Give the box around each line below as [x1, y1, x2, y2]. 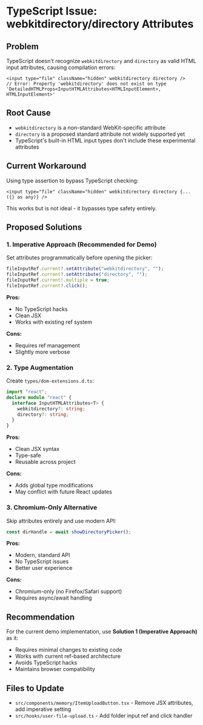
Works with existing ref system [15, 318, 93, 326]
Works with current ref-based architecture [15, 653, 121, 660]
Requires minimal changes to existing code [15, 646, 122, 653]
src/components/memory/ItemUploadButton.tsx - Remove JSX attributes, [15, 699, 193, 707]
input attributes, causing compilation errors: [6, 64, 116, 71]
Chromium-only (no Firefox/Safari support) [15, 588, 122, 595]
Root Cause [6, 108, 52, 118]
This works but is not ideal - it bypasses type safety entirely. [6, 204, 157, 212]
